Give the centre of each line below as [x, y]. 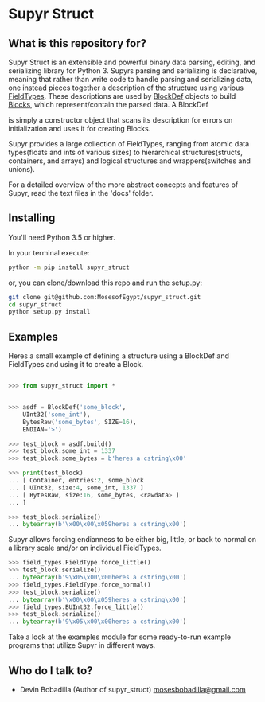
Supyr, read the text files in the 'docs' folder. [81, 193]
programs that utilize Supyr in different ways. [82, 645]
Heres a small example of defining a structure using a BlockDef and [119, 356]
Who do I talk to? [51, 671]
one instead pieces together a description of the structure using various [126, 88]
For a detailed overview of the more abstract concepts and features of [123, 185]
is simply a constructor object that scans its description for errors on [121, 120]
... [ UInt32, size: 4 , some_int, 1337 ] [76, 487]
